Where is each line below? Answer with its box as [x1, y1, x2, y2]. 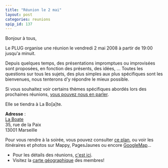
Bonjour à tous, [5, 35, 37, 41]
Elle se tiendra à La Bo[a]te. [5, 101, 62, 107]
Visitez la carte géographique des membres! [12, 157, 105, 163]
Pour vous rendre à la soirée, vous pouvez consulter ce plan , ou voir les [5, 137, 154, 143]
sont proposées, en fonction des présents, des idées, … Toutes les [5, 66, 143, 72]
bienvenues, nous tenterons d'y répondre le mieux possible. [5, 76, 129, 82]
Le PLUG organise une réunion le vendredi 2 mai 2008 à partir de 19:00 [5, 45, 153, 51]
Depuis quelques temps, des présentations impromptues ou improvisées [5, 60, 155, 66]
